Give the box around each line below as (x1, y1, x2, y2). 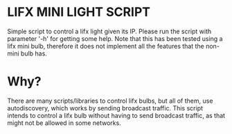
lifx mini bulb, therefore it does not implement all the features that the (7, 42, 204, 50)
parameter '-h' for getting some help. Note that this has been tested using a (7, 34, 223, 42)
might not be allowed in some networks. (7, 119, 121, 127)
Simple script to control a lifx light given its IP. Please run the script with (7, 27, 212, 35)
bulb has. (20, 49, 47, 58)
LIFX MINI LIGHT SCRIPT (7, 4, 151, 20)
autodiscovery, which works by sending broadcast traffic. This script (7, 103, 203, 112)
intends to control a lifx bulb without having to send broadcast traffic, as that (7, 111, 226, 119)
